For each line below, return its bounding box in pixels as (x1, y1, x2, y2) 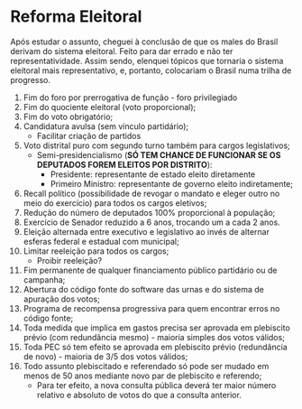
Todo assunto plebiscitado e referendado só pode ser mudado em (23, 360, 270, 371)
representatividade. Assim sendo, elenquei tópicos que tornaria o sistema (10, 55, 284, 66)
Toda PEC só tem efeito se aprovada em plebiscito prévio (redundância (23, 341, 288, 352)
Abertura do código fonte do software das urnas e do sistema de (23, 284, 264, 294)
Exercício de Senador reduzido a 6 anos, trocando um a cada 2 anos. (23, 217, 280, 228)
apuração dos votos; (23, 293, 100, 304)
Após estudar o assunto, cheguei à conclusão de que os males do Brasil (10, 36, 279, 47)
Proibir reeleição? (36, 255, 103, 265)
